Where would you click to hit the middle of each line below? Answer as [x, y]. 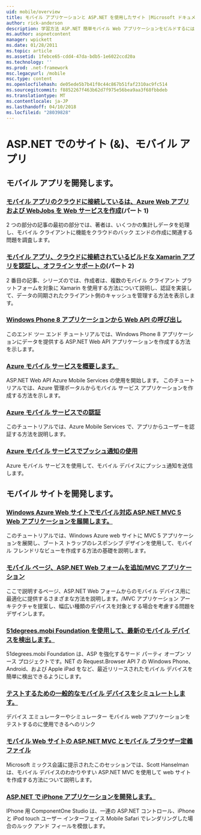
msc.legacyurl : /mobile [36, 73]
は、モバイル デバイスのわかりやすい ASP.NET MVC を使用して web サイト [98, 772]
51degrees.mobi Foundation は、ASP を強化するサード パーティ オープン [96, 654]
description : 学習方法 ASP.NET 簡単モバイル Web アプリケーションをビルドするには [100, 29]
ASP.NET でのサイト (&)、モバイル [92, 144]
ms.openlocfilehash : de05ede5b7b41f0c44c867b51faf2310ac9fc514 [87, 85]
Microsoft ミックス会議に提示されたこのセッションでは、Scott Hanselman [97, 765]
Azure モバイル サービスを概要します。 [62, 366]
